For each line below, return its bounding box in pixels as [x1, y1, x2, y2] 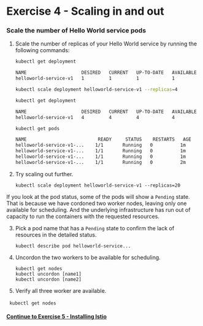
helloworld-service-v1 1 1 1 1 [15, 76, 175, 82]
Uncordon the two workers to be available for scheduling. [15, 254, 161, 261]
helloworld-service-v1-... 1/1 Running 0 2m [15, 159, 186, 165]
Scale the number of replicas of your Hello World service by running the [15, 40, 197, 47]
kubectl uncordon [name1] [15, 271, 82, 277]
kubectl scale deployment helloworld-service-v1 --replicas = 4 [15, 87, 178, 93]
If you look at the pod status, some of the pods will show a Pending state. [6, 193, 190, 200]
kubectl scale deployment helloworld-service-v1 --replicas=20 [15, 182, 181, 188]
